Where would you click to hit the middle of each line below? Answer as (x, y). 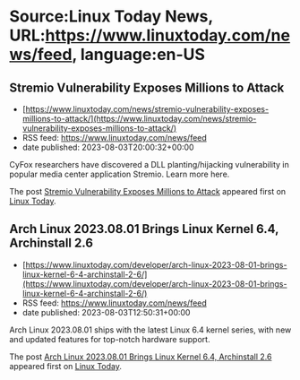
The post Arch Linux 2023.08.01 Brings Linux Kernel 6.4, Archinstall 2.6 (141, 357)
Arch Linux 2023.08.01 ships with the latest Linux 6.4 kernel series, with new (150, 330)
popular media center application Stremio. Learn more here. (120, 174)
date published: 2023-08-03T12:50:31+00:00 (106, 312)
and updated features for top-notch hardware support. (110, 339)
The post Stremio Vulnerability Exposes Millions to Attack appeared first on (148, 191)
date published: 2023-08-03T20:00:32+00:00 (108, 147)
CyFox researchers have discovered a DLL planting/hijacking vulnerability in (149, 164)
